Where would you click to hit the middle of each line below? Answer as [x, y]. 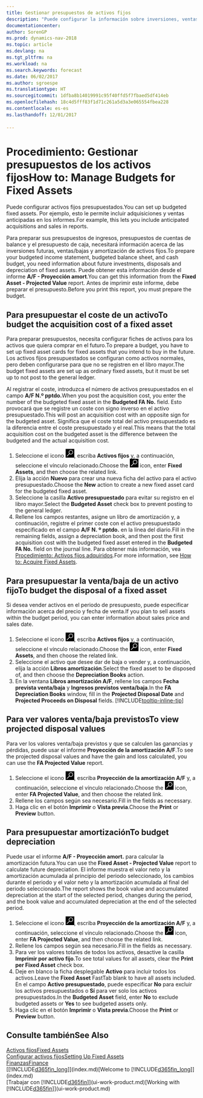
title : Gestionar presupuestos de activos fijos [69, 13]
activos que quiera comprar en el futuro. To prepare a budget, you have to [98, 345]
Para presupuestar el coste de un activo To [87, 315]
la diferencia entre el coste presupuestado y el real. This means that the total [101, 428]
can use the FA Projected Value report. [55, 762]
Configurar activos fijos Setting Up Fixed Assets [65, 1056]
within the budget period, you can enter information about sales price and [98, 618]
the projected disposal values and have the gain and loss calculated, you [97, 756]
